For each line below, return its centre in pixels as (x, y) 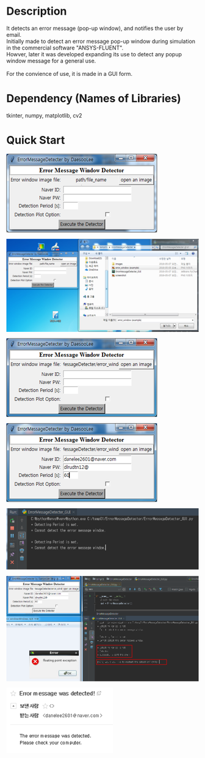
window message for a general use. (51, 61)
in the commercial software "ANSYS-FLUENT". (65, 48)
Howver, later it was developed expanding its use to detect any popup (94, 54)
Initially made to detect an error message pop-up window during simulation (101, 41)
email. (14, 34)
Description (37, 11)
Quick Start (36, 141)
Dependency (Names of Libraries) (94, 99)
